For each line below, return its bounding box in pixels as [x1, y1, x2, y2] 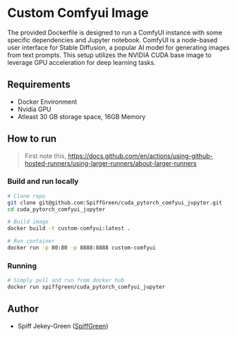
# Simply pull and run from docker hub [7, 277, 125, 284]
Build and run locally [7, 176, 79, 186]
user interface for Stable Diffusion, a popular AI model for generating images [7, 43, 230, 51]
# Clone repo [7, 192, 46, 200]
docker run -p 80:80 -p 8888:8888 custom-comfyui [7, 245, 157, 252]
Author [7, 303, 39, 315]
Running [7, 261, 37, 271]
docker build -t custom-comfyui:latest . [7, 225, 131, 232]
